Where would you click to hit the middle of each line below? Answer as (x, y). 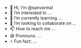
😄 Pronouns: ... (26, 36)
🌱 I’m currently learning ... (36, 18)
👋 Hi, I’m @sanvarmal (31, 8)
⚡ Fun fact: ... (23, 41)
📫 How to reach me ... (32, 29)
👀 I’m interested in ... (30, 13)
